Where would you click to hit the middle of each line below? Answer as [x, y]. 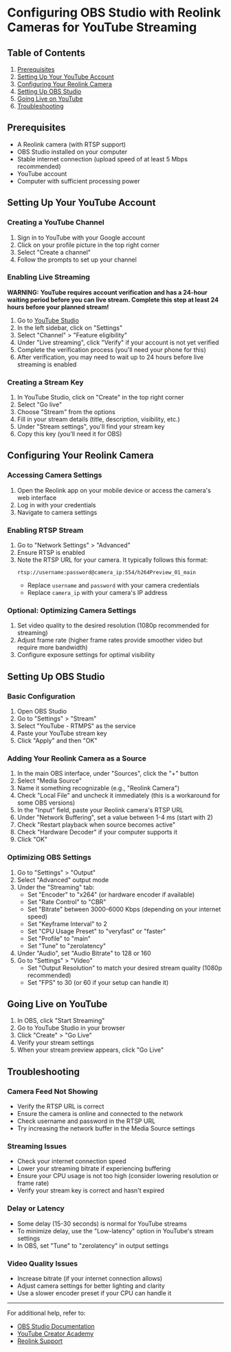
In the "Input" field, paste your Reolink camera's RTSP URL [100, 810]
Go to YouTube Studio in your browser [71, 1028]
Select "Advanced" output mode [63, 880]
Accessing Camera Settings [55, 476]
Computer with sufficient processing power [78, 181]
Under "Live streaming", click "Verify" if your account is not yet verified [118, 342]
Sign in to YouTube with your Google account [81, 237]
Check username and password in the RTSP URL [86, 1121]
